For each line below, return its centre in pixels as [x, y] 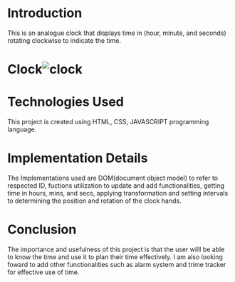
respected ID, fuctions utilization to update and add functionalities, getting [116, 186]
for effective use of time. [43, 272]
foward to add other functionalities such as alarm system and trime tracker [117, 264]
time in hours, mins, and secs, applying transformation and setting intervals [118, 193]
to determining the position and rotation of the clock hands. [94, 201]
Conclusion [42, 230]
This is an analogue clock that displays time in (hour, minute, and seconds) [117, 33]
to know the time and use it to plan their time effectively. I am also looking [115, 257]
